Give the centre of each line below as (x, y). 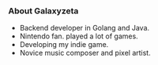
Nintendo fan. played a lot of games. (79, 36)
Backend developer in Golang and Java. (85, 28)
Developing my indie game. (64, 45)
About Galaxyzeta (43, 11)
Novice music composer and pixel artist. (85, 53)
